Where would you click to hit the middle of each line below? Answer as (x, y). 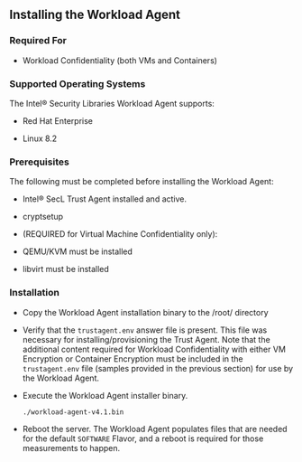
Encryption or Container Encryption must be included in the (133, 358)
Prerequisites (39, 162)
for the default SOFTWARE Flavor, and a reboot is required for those (143, 438)
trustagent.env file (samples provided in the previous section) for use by (158, 368)
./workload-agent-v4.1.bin (73, 412)
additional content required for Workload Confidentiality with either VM (154, 349)
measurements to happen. (71, 448)
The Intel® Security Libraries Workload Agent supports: (112, 103)
